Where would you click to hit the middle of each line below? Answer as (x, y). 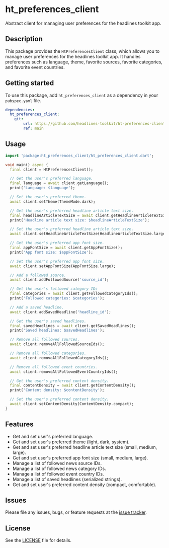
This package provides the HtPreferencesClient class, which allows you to (82, 51)
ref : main (33, 129)
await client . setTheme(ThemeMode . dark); (53, 202)
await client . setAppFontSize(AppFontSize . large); (63, 266)
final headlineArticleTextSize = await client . (61, 215)
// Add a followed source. (38, 275)
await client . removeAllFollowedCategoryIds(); (59, 358)
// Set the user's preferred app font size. (57, 261)
